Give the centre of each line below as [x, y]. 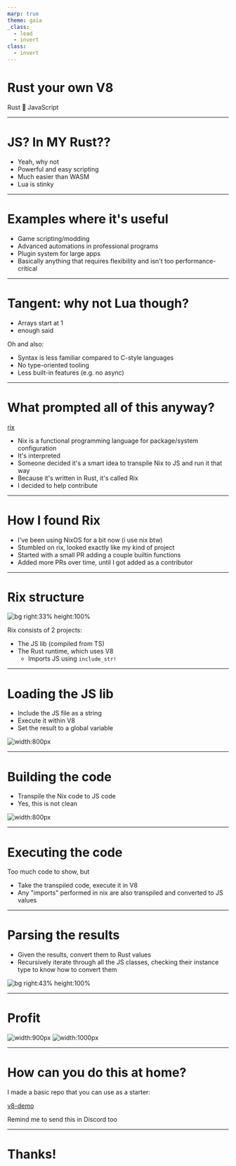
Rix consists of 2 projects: [45, 630]
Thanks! [32, 1154]
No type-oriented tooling [53, 365]
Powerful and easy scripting [58, 169]
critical [27, 268]
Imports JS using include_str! [72, 659]
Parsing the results [64, 935]
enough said [35, 330]
